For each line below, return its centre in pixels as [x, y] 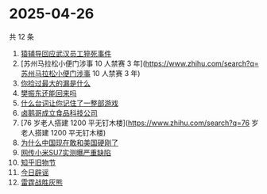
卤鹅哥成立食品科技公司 [59, 112]
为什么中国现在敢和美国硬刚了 [69, 143]
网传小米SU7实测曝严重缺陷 [66, 152]
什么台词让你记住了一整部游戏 [69, 103]
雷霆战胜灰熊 [41, 182]
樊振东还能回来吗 [48, 93]
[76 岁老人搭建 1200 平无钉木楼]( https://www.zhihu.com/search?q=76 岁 [139, 123]
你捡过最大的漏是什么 [55, 83]
